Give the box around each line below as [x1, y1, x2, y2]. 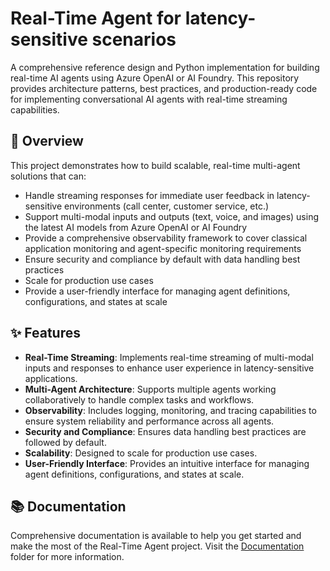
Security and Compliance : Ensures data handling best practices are [24, 425, 307, 437]
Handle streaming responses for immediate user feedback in [24, 189, 275, 201]
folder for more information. [10, 551, 125, 563]
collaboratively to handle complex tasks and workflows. [24, 393, 255, 406]
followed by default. [24, 436, 107, 448]
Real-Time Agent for [10, 7, 182, 30]
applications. [24, 372, 78, 384]
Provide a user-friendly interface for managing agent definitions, [24, 285, 291, 297]
